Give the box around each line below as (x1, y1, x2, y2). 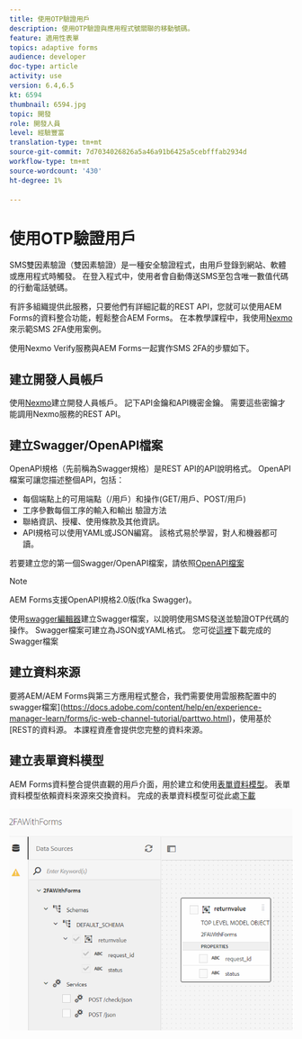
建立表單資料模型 (9, 753, 104, 769)
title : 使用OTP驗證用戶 (9, 14, 90, 23)
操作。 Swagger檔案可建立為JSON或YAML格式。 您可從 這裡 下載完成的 (9, 624, 271, 635)
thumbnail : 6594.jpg (9, 100, 87, 109)
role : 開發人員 (9, 119, 61, 128)
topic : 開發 (9, 109, 51, 119)
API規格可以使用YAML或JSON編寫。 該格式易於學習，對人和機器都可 (22, 527, 279, 538)
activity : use (9, 72, 63, 81)
